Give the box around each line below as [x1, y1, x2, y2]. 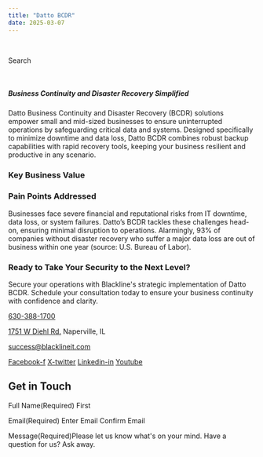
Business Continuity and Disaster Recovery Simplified [8, 89, 189, 98]
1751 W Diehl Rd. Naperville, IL [8, 327, 106, 336]
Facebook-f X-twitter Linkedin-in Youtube [8, 356, 143, 366]
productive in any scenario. [8, 150, 97, 159]
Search [8, 56, 31, 65]
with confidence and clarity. [8, 296, 98, 305]
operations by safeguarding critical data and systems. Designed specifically [8, 125, 254, 134]
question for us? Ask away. [8, 439, 96, 448]
